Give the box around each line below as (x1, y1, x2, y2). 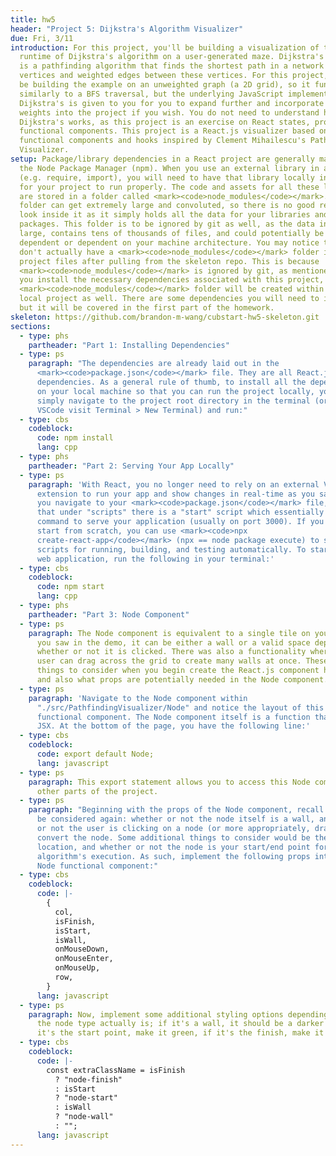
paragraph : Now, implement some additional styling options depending (28, 1009, 329, 1020)
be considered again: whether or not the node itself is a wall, (36, 814, 315, 825)
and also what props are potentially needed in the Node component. (36, 675, 329, 685)
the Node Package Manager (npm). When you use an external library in (19, 163, 320, 173)
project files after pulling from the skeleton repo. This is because (19, 256, 320, 266)
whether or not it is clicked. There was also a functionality (36, 647, 307, 657)
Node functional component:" (36, 861, 159, 871)
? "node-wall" (54, 1112, 114, 1122)
